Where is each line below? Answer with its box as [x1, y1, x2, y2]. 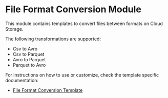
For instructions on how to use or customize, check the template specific [5, 71, 159, 78]
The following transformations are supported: [5, 36, 101, 42]
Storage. [5, 26, 24, 32]
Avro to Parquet [12, 56, 46, 62]
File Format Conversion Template [12, 87, 83, 93]
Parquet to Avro [12, 62, 46, 68]
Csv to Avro [12, 45, 38, 52]
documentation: [5, 77, 39, 83]
